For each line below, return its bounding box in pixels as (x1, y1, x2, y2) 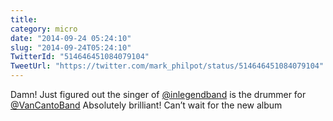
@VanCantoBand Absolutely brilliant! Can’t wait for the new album (10, 99, 283, 111)
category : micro (10, 24, 78, 34)
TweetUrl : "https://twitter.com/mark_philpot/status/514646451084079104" (10, 61, 325, 71)
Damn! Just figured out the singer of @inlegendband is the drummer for (10, 89, 307, 100)
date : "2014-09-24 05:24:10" (10, 33, 132, 43)
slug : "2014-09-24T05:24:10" (10, 42, 132, 53)
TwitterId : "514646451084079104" (10, 52, 150, 62)
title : (10, 14, 38, 25)
